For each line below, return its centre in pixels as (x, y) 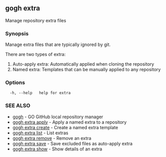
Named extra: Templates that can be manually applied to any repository (87, 70)
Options (15, 83)
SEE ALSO (18, 106)
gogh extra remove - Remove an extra (52, 138)
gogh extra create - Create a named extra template (65, 127)
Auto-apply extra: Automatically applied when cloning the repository (83, 64)
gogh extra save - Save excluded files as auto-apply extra (72, 143)
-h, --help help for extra (40, 93)
